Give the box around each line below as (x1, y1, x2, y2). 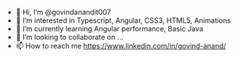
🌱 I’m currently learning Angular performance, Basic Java (15, 24, 204, 33)
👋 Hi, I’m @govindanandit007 (15, 8, 111, 16)
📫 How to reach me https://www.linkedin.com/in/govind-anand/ (15, 42, 226, 50)
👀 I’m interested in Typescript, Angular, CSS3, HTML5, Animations (15, 16, 232, 25)
